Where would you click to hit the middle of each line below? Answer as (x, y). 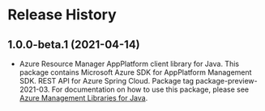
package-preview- (227, 81)
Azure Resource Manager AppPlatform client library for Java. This (129, 64)
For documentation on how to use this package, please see (150, 89)
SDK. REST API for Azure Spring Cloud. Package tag (107, 81)
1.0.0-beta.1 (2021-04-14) (74, 45)
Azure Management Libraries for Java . (83, 98)
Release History (62, 15)
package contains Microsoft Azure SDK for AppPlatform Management (135, 72)
